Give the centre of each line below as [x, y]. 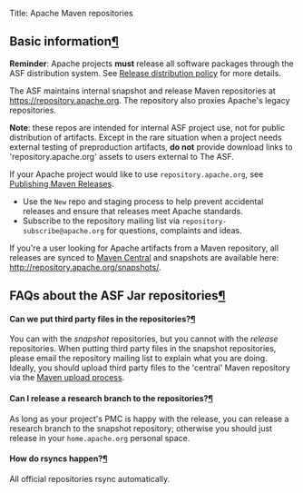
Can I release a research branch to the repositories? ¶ [111, 398]
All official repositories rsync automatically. [90, 478]
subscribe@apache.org [63, 231]
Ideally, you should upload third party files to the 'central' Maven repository [150, 368]
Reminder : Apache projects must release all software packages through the [151, 64]
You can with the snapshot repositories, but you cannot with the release [144, 339]
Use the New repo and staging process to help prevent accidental [143, 201]
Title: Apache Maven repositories [71, 13]
